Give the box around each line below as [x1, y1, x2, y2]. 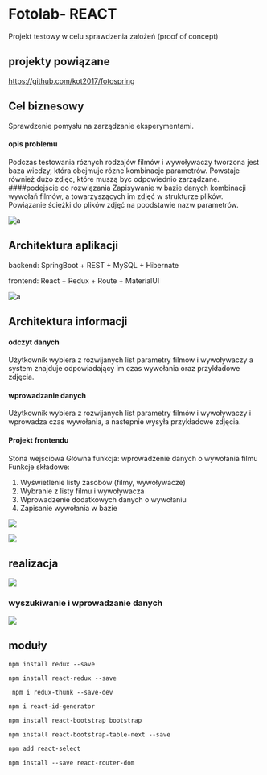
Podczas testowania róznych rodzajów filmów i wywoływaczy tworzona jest [8, 157, 260, 167]
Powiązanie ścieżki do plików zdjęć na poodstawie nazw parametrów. [8, 200, 239, 209]
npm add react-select [8, 744, 81, 752]
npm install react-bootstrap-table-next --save [8, 730, 171, 739]
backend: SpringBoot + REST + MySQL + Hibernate [8, 260, 179, 270]
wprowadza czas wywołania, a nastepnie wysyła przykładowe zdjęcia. [8, 417, 241, 427]
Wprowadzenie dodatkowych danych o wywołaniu [19, 494, 187, 504]
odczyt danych [8, 337, 60, 347]
